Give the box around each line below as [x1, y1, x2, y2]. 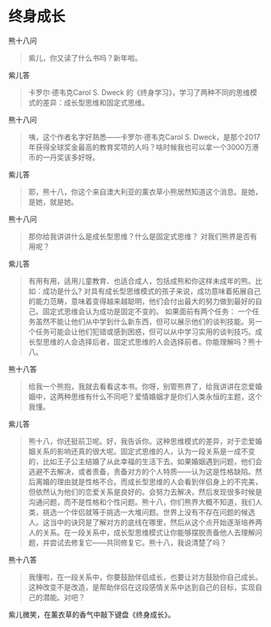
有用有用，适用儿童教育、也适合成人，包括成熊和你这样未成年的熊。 [28, 276, 256, 286]
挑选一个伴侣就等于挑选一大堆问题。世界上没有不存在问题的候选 [42, 507, 256, 517]
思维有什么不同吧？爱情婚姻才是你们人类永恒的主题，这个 [70, 391, 263, 402]
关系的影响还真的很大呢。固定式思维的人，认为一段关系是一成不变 [35, 446, 256, 456]
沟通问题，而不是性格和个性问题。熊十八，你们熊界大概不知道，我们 [28, 496, 256, 507]
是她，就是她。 [28, 196, 78, 207]
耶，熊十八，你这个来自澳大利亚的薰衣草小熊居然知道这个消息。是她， [28, 187, 263, 196]
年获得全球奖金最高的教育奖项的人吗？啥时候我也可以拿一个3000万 [28, 142, 252, 152]
